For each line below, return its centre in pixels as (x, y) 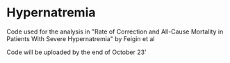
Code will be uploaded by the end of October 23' (76, 52)
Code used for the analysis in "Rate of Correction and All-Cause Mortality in (115, 32)
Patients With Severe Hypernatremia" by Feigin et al (81, 38)
